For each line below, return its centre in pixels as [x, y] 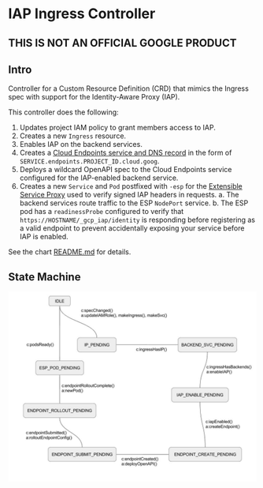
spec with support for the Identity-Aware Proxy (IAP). [94, 97]
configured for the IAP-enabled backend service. [99, 178]
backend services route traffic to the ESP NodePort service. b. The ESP [134, 203]
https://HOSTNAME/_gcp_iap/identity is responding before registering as [137, 220]
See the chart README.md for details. [70, 252]
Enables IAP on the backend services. [81, 145]
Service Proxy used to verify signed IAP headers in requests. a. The [129, 195]
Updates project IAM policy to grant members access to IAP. [118, 128]
